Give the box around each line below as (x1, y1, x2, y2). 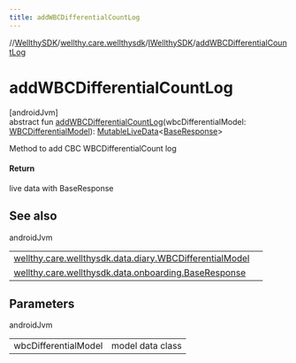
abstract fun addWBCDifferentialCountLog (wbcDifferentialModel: (9, 116, 247, 127)
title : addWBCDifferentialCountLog (9, 12, 140, 22)
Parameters (9, 296, 75, 311)
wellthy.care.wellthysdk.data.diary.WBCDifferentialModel (13, 251, 250, 264)
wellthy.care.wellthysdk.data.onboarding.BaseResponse (13, 266, 247, 279)
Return (9, 163, 35, 174)
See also (9, 209, 57, 224)
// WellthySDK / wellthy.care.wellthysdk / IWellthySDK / (9, 37, 196, 48)
